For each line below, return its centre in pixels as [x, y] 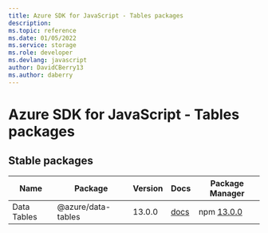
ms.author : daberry [41, 75]
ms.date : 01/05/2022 [43, 38]
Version [148, 188]
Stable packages [51, 161]
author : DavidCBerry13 [46, 68]
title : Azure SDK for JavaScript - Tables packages [96, 16]
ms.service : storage [43, 45]
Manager [227, 193]
